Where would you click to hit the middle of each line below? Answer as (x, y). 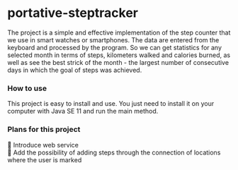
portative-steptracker (73, 13)
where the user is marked (45, 159)
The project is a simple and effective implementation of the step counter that (119, 32)
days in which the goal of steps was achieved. (75, 70)
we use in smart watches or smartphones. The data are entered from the (113, 40)
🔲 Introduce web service (43, 145)
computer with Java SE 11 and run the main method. (83, 111)
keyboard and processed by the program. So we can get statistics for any (114, 47)
